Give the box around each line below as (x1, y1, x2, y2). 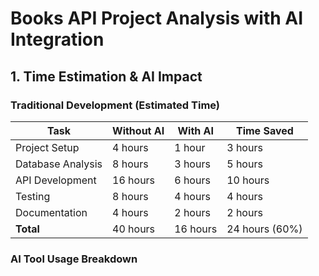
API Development (15, 173, 97, 187)
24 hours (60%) (226, 222, 303, 236)
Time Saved (235, 123, 294, 137)
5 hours (226, 157, 263, 171)
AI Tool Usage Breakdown (10, 252, 138, 266)
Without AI (112, 123, 165, 137)
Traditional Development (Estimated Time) (10, 98, 221, 112)
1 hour (174, 140, 206, 154)
